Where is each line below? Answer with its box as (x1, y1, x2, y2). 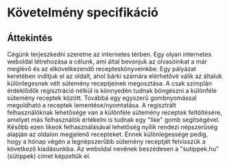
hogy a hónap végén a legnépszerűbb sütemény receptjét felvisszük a (7, 138, 206, 145)
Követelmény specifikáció (7, 5, 159, 21)
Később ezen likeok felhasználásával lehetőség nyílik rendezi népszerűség (7, 123, 218, 131)
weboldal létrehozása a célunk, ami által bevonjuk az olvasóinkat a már (7, 57, 208, 66)
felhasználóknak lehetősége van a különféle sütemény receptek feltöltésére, (7, 108, 223, 116)
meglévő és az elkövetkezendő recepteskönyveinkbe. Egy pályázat (7, 65, 197, 73)
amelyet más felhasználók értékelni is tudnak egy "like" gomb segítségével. (7, 116, 220, 124)
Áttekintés (7, 32, 53, 44)
